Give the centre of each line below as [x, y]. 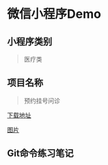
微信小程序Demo [54, 14]
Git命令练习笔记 [40, 154]
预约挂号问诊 [42, 101]
